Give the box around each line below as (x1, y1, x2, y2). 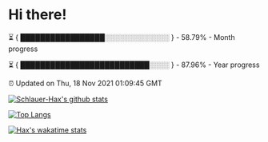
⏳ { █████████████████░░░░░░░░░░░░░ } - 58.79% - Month (8, 32, 235, 41)
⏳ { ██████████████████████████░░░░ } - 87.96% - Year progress (8, 60, 260, 69)
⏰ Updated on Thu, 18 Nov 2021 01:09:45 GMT (8, 78, 162, 88)
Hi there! (8, 6, 67, 24)
